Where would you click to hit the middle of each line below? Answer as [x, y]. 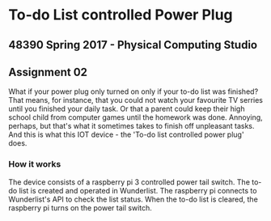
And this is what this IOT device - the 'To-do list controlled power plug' [126, 134]
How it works [35, 164]
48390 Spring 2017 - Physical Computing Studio [133, 45]
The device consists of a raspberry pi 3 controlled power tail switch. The [129, 182]
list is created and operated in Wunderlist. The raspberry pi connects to [138, 190]
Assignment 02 [48, 72]
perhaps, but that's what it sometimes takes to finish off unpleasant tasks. [131, 126]
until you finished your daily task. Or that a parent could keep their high [127, 109]
